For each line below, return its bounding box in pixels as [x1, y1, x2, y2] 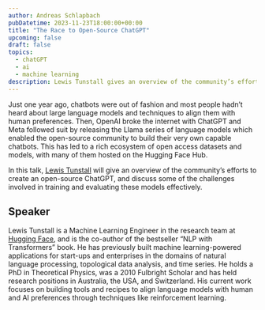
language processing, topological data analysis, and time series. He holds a [8, 259, 254, 269]
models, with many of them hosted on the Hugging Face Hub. [8, 149, 208, 159]
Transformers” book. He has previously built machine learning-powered [8, 243, 242, 252]
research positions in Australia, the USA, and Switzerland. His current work [8, 276, 252, 285]
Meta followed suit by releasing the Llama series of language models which [8, 124, 253, 134]
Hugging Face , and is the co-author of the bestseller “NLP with [8, 234, 213, 244]
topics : [8, 48, 34, 56]
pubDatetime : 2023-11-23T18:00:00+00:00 [8, 19, 144, 27]
